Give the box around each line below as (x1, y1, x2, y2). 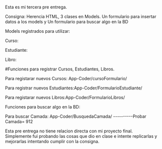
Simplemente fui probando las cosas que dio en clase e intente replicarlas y (5, 133, 158, 139)
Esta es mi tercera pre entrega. (5, 4, 67, 10)
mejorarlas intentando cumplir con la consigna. (5, 139, 100, 144)
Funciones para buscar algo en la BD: (5, 104, 81, 109)
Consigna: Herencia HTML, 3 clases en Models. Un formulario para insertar (5, 14, 157, 19)
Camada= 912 (5, 119, 33, 124)
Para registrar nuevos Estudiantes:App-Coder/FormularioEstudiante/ (5, 85, 142, 91)
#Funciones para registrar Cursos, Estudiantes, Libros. (5, 66, 115, 72)
